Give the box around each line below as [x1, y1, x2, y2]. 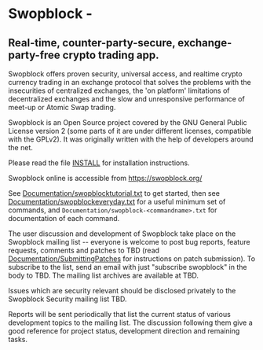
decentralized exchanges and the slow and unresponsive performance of [8, 94, 245, 103]
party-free [8, 48, 60, 61]
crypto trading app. [62, 48, 159, 61]
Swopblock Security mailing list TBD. [8, 294, 127, 304]
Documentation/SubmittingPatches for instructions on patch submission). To [8, 254, 256, 263]
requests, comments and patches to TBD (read [8, 245, 159, 255]
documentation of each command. [8, 214, 120, 223]
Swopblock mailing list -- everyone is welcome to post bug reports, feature [8, 238, 250, 246]
